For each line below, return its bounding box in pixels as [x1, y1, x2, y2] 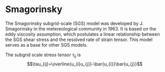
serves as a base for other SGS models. [5, 42, 88, 48]
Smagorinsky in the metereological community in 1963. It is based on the [5, 25, 156, 31]
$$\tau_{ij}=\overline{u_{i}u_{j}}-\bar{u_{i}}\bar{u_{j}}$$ [27, 61, 143, 67]
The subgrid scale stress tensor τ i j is [5, 52, 81, 59]
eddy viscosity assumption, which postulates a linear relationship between [5, 31, 160, 37]
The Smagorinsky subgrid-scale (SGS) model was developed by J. [5, 20, 144, 26]
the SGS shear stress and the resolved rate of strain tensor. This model [5, 37, 153, 43]
